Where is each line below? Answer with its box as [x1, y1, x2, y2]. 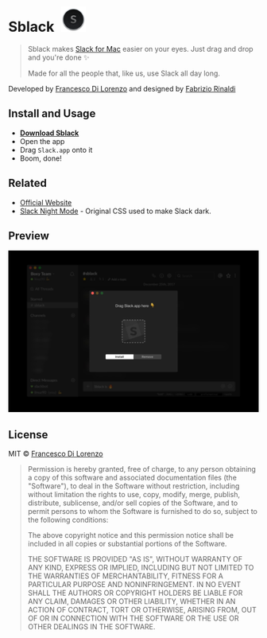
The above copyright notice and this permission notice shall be [27, 531, 234, 540]
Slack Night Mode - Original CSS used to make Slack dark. [19, 206, 212, 216]
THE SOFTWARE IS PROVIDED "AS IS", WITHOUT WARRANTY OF [27, 554, 243, 564]
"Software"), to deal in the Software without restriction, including [27, 481, 240, 491]
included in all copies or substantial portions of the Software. [27, 539, 227, 549]
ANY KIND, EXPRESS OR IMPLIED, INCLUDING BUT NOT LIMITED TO [27, 563, 254, 573]
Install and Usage [8, 107, 96, 121]
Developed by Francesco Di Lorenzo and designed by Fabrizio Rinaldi [8, 84, 236, 93]
